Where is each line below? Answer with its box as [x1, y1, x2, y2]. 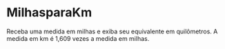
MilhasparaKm [6, 5, 92, 20]
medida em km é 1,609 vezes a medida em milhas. [6, 34, 150, 42]
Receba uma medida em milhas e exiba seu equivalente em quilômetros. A [6, 27, 218, 35]
